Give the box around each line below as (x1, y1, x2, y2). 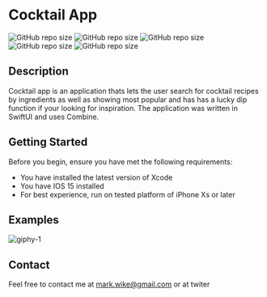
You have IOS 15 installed (19, 180, 104, 191)
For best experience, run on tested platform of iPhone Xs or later (19, 189, 236, 199)
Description (8, 65, 69, 78)
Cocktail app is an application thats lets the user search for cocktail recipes (8, 86, 259, 95)
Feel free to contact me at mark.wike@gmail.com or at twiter (8, 279, 210, 289)
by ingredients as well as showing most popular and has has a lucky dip (8, 95, 248, 104)
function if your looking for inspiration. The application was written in (8, 103, 239, 112)
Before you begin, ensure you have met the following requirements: (8, 156, 233, 167)
